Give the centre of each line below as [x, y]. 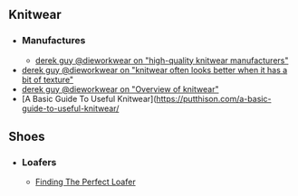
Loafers [39, 162]
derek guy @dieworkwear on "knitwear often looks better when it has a [154, 70]
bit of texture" [48, 79]
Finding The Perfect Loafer [86, 182]
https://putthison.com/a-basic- [214, 98]
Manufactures [53, 41]
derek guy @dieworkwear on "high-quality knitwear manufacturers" [162, 60]
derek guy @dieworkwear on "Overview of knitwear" [120, 89]
